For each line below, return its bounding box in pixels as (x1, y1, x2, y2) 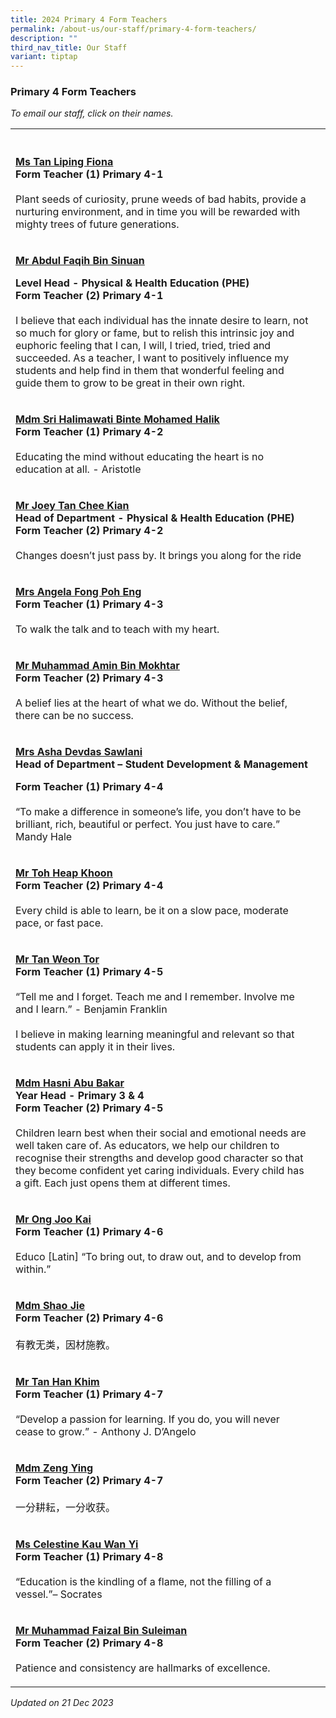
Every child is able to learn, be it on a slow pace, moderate (15, 904, 289, 918)
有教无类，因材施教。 (15, 1338, 117, 1352)
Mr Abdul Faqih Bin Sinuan (15, 254, 145, 268)
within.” (15, 1262, 52, 1276)
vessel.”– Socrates (15, 1587, 103, 1601)
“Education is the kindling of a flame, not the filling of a (15, 1575, 272, 1589)
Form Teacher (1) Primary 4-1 (15, 167, 164, 181)
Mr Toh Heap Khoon (15, 866, 113, 880)
